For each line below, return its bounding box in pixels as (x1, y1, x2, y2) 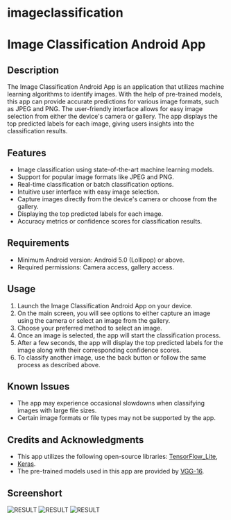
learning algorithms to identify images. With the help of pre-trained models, (7, 90, 223, 99)
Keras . (17, 460, 36, 468)
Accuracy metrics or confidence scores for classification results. (17, 217, 203, 225)
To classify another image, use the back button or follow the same (17, 353, 207, 362)
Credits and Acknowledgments (7, 434, 144, 446)
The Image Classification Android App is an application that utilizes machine (7, 83, 225, 91)
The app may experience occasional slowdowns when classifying (17, 399, 205, 408)
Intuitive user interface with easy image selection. (17, 187, 160, 196)
